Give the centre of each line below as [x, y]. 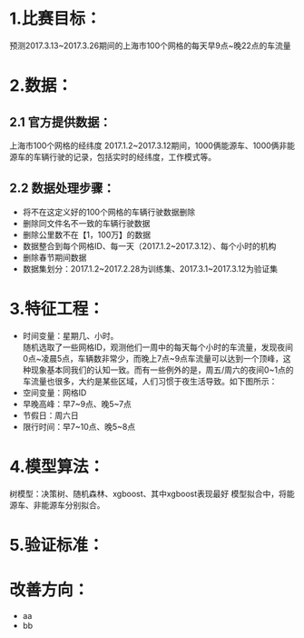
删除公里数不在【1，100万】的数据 [87, 234]
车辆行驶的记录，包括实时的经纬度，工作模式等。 [124, 156]
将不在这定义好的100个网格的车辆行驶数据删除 [109, 212]
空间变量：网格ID [54, 393]
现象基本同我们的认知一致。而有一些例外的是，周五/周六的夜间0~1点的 [162, 370]
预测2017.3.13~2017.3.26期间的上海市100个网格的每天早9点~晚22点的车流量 [151, 45]
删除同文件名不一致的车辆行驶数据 [86, 223]
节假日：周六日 [50, 415]
